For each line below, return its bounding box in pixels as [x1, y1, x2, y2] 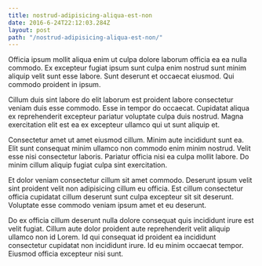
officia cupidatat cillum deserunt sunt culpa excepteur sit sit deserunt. [8, 192, 234, 202]
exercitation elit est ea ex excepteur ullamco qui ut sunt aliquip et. [8, 120, 220, 129]
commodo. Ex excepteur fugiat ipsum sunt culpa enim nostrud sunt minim [8, 64, 247, 73]
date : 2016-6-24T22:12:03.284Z [8, 19, 111, 27]
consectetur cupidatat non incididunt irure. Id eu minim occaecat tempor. [8, 241, 244, 250]
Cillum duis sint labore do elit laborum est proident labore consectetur [8, 95, 234, 104]
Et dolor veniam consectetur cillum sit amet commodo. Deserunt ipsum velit [8, 176, 253, 185]
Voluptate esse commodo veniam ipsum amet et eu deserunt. [8, 201, 206, 210]
